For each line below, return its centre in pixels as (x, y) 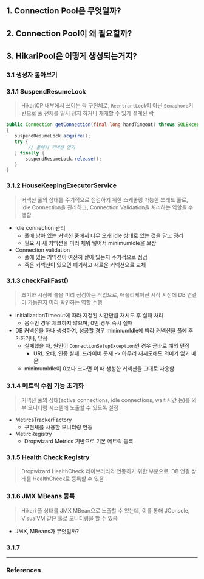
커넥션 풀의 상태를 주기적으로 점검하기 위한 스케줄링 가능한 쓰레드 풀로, (104, 199)
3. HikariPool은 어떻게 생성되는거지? (72, 56)
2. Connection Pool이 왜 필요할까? (69, 33)
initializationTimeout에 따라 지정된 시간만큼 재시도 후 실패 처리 (89, 315)
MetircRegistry (33, 434)
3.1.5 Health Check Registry (48, 457)
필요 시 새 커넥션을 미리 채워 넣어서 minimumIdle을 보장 (90, 243)
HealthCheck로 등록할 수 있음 (68, 479)
